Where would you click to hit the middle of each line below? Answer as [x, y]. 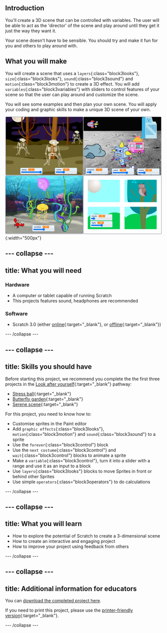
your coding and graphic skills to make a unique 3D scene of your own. [78, 109]
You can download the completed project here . [53, 601]
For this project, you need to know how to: [48, 414]
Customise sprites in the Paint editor [49, 423]
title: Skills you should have [48, 367]
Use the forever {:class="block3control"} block [60, 444]
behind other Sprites [33, 476]
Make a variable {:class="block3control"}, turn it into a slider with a [81, 460]
